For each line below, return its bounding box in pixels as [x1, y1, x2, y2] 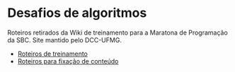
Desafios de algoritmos [7, 5, 147, 21]
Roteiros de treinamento [17, 49, 88, 58]
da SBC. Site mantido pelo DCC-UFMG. [7, 35, 122, 44]
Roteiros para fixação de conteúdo [17, 56, 119, 65]
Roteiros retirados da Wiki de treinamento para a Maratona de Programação [7, 28, 228, 37]
